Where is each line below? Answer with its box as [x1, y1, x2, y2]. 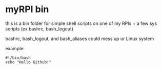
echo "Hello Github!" [5, 59, 52, 64]
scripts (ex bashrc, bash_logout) [5, 25, 73, 31]
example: [5, 45, 25, 51]
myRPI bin [5, 4, 49, 15]
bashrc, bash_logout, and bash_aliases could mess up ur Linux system [5, 36, 154, 42]
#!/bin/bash [5, 55, 31, 60]
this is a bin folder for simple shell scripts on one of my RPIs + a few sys [5, 20, 157, 26]
